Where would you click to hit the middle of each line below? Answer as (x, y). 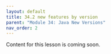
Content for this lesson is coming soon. (53, 45)
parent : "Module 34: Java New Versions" (56, 22)
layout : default (26, 11)
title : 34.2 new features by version (52, 17)
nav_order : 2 (22, 28)
